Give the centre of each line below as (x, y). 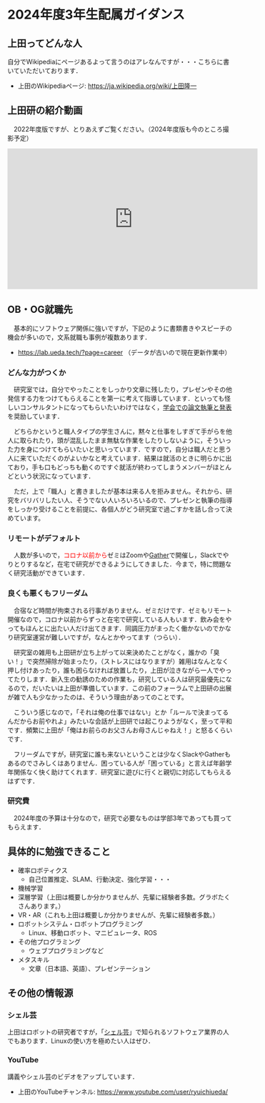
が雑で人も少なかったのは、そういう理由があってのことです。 (97, 697)
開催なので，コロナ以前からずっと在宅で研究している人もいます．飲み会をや (120, 619)
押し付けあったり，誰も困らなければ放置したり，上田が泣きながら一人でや (117, 670)
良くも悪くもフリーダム (47, 594)
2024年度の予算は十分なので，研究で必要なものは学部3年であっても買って (122, 818)
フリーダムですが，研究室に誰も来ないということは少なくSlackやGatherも (122, 754)
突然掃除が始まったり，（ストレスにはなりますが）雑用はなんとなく (130, 661)
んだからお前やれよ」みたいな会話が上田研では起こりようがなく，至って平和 (120, 721)
